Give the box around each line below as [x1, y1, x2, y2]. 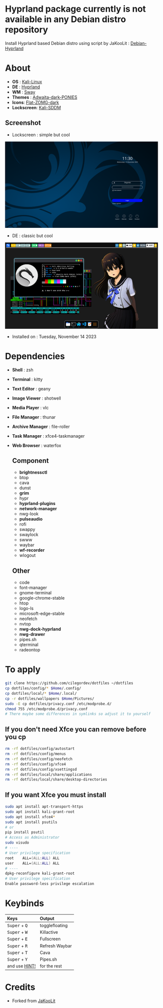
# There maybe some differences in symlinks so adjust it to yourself [5, 711, 151, 717]
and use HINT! [7, 963, 36, 969]
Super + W [7, 929, 28, 935]
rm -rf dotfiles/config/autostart [5, 746, 75, 751]
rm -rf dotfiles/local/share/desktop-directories [5, 777, 108, 782]
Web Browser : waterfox [12, 443, 62, 448]
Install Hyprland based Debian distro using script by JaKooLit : [5, 40, 130, 46]
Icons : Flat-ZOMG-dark [12, 99, 59, 105]
